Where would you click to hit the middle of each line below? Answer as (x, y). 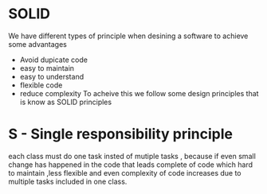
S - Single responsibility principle (121, 134)
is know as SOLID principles (66, 102)
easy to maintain (47, 68)
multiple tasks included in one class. (68, 181)
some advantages (38, 44)
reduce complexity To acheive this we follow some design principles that (139, 93)
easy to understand (52, 76)
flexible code (41, 85)
